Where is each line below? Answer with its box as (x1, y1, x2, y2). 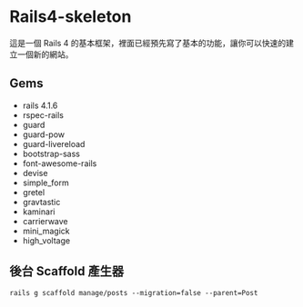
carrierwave (22, 215, 68, 226)
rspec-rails (22, 109, 64, 120)
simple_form (22, 177, 70, 188)
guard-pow (22, 129, 66, 140)
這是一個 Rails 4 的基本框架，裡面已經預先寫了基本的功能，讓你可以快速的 (9, 37, 287, 48)
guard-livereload (22, 138, 86, 149)
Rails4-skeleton (9, 6, 132, 27)
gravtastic (22, 196, 61, 207)
